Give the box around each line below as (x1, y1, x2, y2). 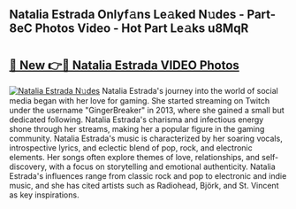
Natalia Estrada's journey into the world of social (101, 86, 278, 96)
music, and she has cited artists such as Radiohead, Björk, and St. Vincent (9, 181, 279, 190)
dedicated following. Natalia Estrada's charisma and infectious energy (9, 114, 264, 125)
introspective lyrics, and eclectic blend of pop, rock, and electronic (9, 143, 254, 153)
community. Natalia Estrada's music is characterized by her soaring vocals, (9, 133, 283, 143)
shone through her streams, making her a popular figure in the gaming (9, 124, 265, 134)
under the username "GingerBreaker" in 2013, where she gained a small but (9, 105, 285, 115)
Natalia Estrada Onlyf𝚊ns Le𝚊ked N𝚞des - (9, 7, 245, 22)
